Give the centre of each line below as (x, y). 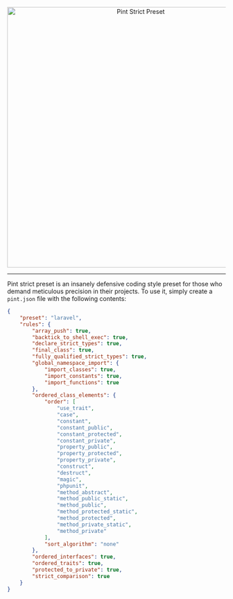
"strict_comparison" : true (71, 576)
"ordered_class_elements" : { (74, 395)
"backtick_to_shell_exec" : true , (80, 337)
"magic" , (69, 479)
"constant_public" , (85, 427)
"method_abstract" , (85, 492)
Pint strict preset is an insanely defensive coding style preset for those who (115, 284)
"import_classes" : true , (80, 369)
